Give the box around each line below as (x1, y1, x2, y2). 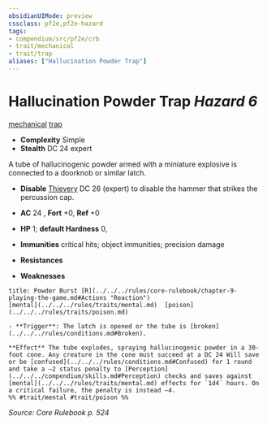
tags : (8, 27, 27, 35)
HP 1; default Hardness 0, (19, 223, 108, 233)
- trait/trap (8, 50, 53, 58)
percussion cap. (19, 192, 75, 202)
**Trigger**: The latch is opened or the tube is (15, 322, 187, 330)
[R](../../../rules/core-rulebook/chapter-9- (80, 286, 238, 295)
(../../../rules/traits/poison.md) (8, 308, 129, 316)
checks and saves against (164, 371, 252, 380)
